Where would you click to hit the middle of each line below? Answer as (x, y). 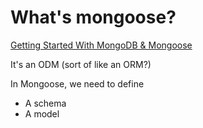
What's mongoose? (93, 17)
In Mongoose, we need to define (77, 83)
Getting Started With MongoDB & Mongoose (101, 45)
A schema (45, 103)
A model (42, 113)
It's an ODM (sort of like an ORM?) (81, 64)
